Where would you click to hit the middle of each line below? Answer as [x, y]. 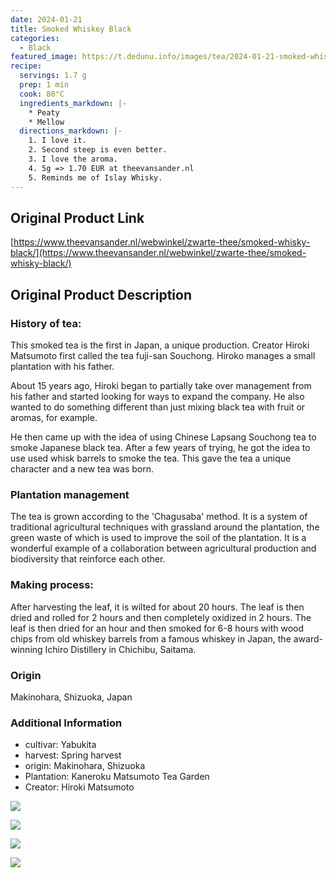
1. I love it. [57, 141]
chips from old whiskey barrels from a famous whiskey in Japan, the [151, 638]
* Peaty [44, 112]
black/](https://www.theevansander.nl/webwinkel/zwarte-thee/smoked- [158, 253]
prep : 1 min [44, 85]
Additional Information [66, 723]
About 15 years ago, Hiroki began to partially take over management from [161, 385]
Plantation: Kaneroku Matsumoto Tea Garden [117, 777]
